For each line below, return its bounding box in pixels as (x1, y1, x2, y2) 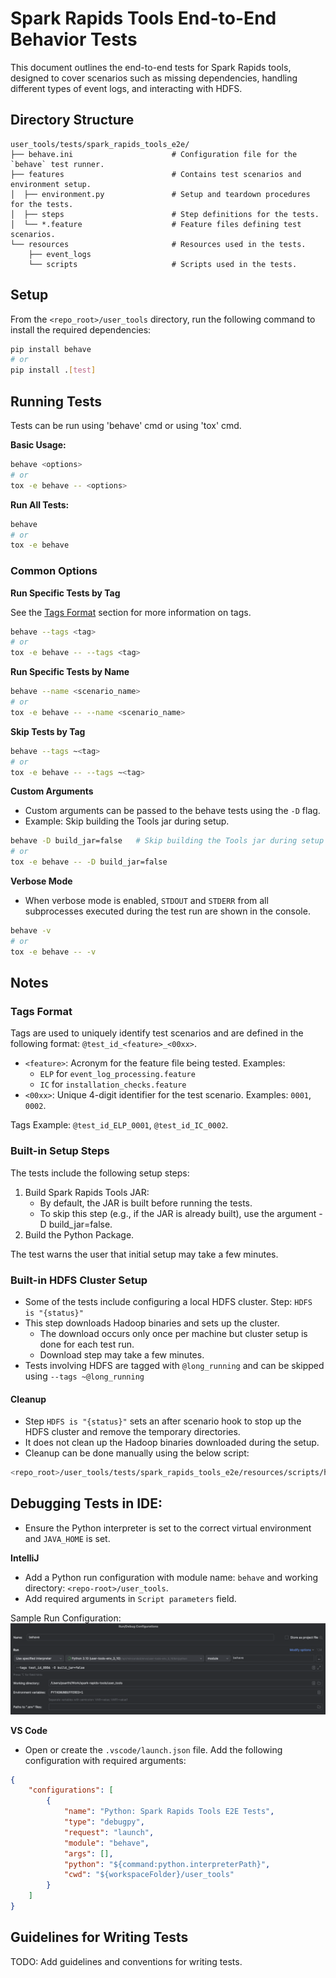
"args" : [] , (63, 1848, 114, 1859)
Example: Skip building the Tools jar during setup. (24, 815, 230, 827)
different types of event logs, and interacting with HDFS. (10, 82, 243, 94)
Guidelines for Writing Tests (10, 1929, 189, 1946)
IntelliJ (10, 1552, 40, 1564)
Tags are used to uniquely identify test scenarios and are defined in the (10, 1027, 304, 1039)
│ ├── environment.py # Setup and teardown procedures (10, 189, 311, 199)
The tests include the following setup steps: (10, 1167, 190, 1179)
